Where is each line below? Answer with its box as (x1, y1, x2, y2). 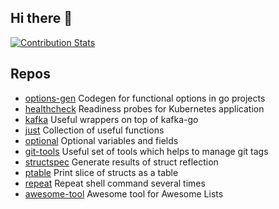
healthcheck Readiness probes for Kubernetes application (24, 102, 265, 115)
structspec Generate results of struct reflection (24, 156, 219, 168)
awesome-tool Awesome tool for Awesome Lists (24, 187, 224, 200)
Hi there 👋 (10, 10, 73, 27)
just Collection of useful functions (24, 124, 165, 136)
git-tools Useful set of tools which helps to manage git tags (24, 145, 269, 157)
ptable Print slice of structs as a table (24, 166, 179, 178)
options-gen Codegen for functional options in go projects (24, 92, 266, 104)
